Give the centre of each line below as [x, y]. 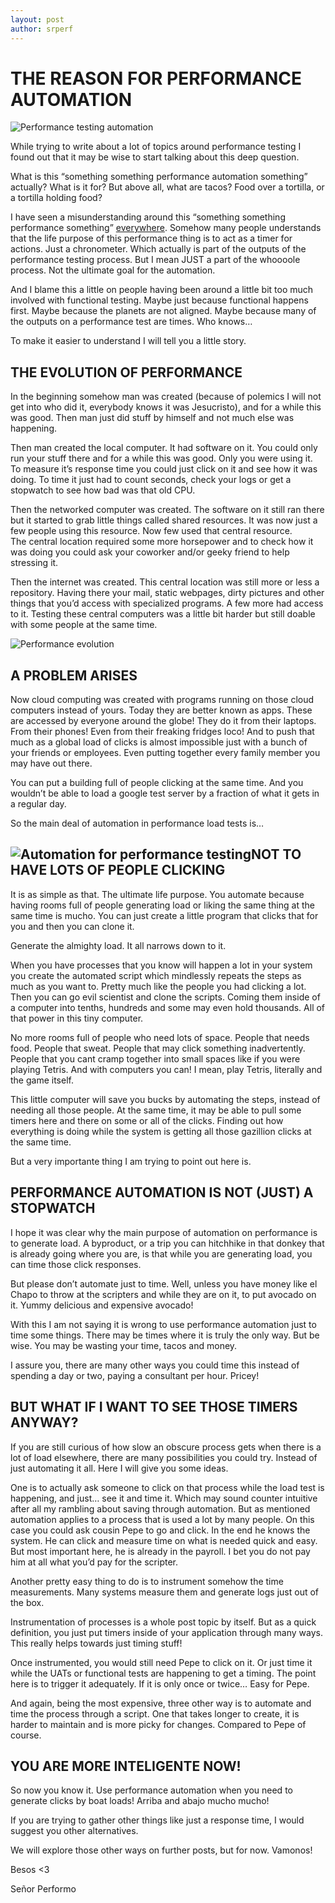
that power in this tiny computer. [77, 1018]
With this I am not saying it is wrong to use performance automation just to [163, 1324]
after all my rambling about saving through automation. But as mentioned [160, 1508]
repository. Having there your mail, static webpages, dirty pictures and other [167, 593]
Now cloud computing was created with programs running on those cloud [162, 700]
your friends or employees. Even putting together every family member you [165, 753]
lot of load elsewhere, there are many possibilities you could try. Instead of [164, 1457]
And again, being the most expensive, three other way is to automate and [161, 1703]
